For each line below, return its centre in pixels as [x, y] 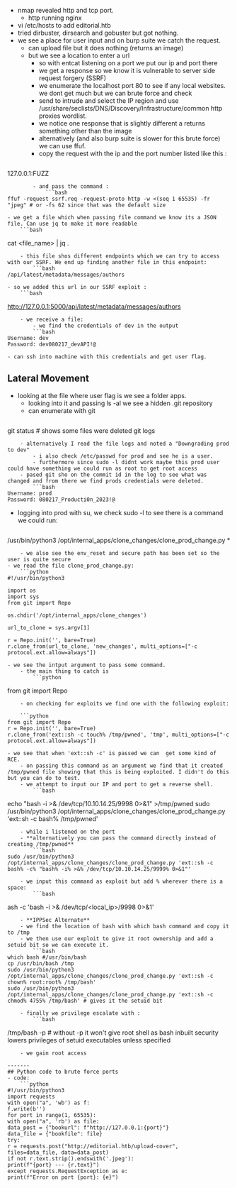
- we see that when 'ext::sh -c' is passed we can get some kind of [112, 753]
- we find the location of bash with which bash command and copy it [125, 926]
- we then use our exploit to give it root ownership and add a [117, 939]
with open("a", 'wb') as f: [49, 1103]
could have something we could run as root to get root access [103, 468]
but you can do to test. [44, 778]
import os [22, 590]
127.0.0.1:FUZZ [28, 174]
